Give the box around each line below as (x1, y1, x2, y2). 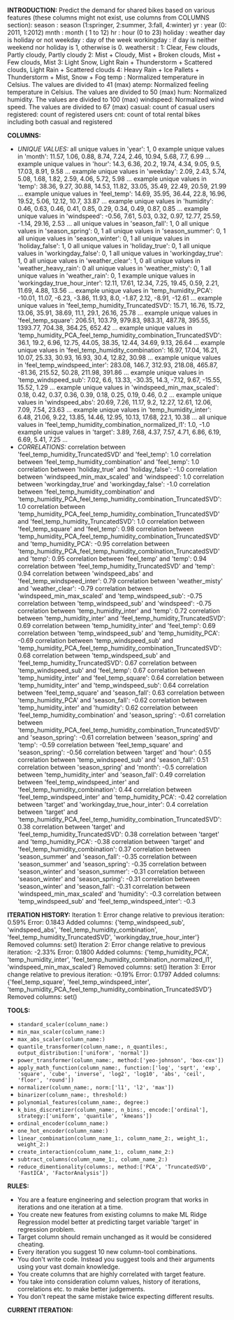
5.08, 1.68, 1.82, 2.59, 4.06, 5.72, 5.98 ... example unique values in (17, 175, 207, 183)
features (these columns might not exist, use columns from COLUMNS (7, 13, 210, 22)
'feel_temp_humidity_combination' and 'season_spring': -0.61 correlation (17, 711, 226, 719)
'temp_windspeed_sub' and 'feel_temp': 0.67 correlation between (17, 666, 205, 674)
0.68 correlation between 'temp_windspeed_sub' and (17, 651, 171, 660)
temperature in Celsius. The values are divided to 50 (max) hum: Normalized (7, 88, 227, 96)
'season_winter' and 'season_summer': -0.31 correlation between (17, 867, 205, 876)
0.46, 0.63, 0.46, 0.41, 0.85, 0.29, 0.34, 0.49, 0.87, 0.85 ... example (17, 205, 209, 212)
